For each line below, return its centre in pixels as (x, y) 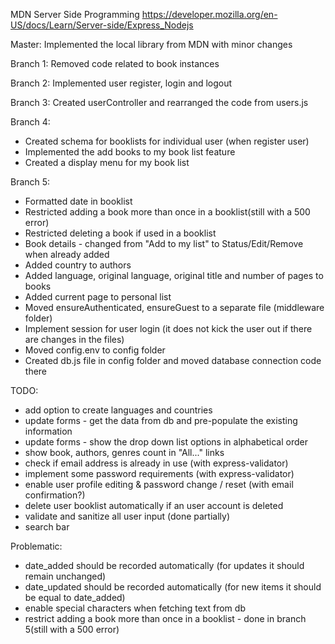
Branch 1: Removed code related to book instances (115, 63)
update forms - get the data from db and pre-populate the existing (161, 420)
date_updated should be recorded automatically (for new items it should (173, 587)
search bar (47, 527)
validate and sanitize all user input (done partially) (127, 516)
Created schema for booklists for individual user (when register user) (167, 141)
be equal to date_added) (75, 597)
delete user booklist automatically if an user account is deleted (154, 505)
